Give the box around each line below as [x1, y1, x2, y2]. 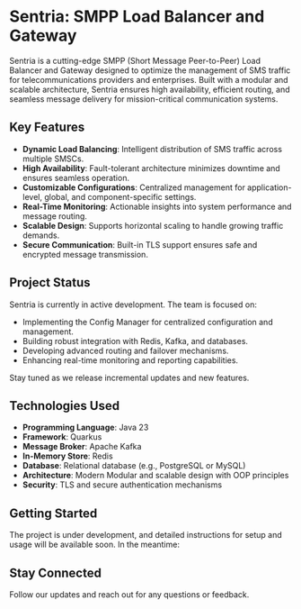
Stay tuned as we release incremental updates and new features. [9, 372, 250, 383]
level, [22, 191, 43, 202]
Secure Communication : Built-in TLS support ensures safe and [22, 239, 258, 250]
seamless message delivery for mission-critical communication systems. [9, 93, 279, 105]
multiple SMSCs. [22, 153, 84, 164]
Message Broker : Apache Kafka [22, 441, 142, 452]
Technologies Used [9, 398, 120, 414]
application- [246, 182, 292, 193]
